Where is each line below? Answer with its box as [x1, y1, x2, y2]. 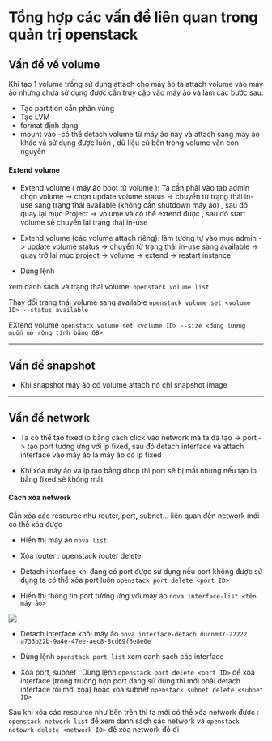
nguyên [19, 147, 46, 156]
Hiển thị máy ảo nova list [19, 535, 108, 545]
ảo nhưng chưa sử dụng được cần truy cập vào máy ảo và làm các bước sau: [8, 88, 264, 97]
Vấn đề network [8, 411, 91, 425]
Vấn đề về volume [8, 58, 100, 71]
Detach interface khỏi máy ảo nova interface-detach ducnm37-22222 [19, 629, 248, 639]
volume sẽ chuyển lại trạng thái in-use [19, 217, 148, 227]
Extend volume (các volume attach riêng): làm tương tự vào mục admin [19, 233, 257, 243]
